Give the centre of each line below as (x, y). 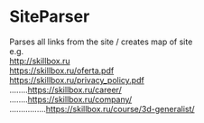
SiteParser (50, 17)
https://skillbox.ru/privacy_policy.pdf (77, 80)
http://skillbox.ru (40, 61)
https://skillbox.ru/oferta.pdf (62, 71)
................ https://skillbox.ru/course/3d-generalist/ (102, 109)
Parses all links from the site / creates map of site (101, 42)
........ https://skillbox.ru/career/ (65, 90)
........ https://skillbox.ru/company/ (71, 99)
